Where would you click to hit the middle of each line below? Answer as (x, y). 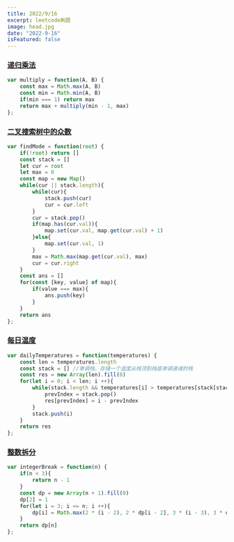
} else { (42, 238)
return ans (36, 315)
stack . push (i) (53, 414)
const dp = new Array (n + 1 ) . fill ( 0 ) (75, 493)
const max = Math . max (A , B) (60, 87)
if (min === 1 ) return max (57, 100)
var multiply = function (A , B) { (56, 80)
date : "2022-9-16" (34, 33)
